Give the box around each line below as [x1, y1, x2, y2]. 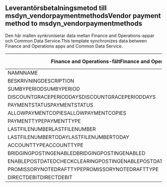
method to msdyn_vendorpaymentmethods [5, 19, 143, 28]
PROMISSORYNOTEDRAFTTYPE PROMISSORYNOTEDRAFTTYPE [7, 166, 159, 173]
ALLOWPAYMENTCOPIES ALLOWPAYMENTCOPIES [7, 109, 127, 116]
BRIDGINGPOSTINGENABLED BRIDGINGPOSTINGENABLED [7, 149, 146, 156]
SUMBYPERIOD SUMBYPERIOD [7, 85, 81, 92]
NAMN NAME [7, 69, 38, 76]
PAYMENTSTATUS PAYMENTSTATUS [7, 101, 93, 108]
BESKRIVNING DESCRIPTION [7, 77, 75, 84]
